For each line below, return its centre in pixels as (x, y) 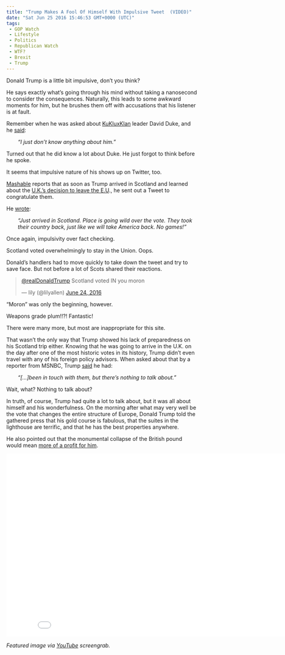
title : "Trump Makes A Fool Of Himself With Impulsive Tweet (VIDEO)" (99, 12)
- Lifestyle (24, 35)
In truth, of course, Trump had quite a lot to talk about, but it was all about (99, 401)
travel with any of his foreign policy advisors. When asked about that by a (98, 359)
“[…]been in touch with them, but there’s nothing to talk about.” (97, 377)
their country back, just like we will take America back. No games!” (102, 227)
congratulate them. (30, 196)
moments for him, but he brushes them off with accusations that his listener (101, 105)
